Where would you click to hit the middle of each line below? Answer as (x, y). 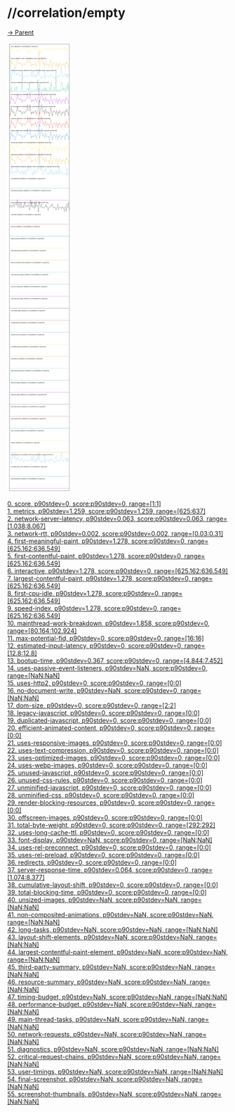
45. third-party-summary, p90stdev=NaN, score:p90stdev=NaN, (100, 967)
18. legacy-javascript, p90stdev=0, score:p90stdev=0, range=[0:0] (103, 712)
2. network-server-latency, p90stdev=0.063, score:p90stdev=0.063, (106, 518)
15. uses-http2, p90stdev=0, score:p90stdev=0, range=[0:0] (94, 683)
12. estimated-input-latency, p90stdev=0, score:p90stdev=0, (95, 646)
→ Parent (21, 32)
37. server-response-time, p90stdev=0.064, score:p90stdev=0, (99, 869)
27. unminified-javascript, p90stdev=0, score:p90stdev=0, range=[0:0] (109, 787)
